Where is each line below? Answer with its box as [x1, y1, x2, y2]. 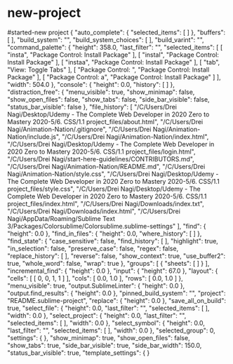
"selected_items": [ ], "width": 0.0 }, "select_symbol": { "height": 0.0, [7, 318, 206, 327]
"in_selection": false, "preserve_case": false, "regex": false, [7, 244, 179, 252]
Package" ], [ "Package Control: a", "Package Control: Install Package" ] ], [7, 72, 221, 81]
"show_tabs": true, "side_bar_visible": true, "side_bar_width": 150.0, [7, 341, 202, 349]
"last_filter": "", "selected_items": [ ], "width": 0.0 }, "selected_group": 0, [7, 326, 215, 335]
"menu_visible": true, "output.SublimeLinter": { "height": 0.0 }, [7, 281, 185, 290]
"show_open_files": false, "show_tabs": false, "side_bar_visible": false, [7, 95, 210, 103]
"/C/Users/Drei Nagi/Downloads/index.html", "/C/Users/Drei [7, 207, 181, 215]
